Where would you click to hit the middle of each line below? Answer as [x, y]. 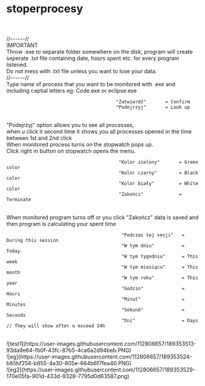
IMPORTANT [22, 45]
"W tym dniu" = [153, 246]
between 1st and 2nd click [39, 138]
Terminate [19, 199]
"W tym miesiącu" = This [160, 267]
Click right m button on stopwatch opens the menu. [71, 151]
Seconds [16, 315]
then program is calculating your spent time [61, 224]
